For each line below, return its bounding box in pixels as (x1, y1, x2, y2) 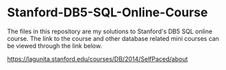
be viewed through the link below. (7, 41, 103, 50)
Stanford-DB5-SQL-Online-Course (7, 5, 208, 20)
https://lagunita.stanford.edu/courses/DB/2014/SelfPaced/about (7, 54, 188, 63)
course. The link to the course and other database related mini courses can (7, 34, 219, 42)
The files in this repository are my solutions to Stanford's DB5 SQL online (7, 27, 213, 35)
